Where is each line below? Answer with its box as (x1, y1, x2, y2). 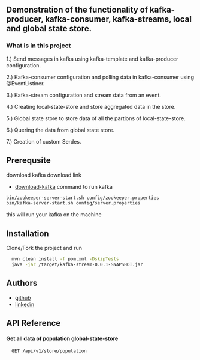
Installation (6, 228, 49, 239)
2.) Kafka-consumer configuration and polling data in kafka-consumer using (6, 73, 195, 81)
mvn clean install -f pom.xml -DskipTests (11, 256, 119, 262)
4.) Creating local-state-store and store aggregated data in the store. (6, 103, 176, 110)
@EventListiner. (6, 79, 45, 87)
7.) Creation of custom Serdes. (6, 138, 81, 145)
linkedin (14, 301, 35, 308)
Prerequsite (6, 156, 51, 166)
